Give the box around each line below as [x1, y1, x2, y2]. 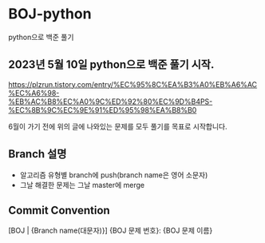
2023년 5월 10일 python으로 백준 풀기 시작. [8, 58, 215, 72]
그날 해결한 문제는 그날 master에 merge [19, 180, 145, 189]
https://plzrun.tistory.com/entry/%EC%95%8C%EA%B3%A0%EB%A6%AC [8, 79, 258, 89]
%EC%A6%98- [8, 88, 60, 98]
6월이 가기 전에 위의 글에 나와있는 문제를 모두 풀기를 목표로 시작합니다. [8, 121, 227, 131]
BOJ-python [8, 5, 92, 23]
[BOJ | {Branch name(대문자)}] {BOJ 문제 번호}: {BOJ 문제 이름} [8, 225, 213, 236]
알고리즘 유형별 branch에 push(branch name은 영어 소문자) [19, 169, 208, 180]
